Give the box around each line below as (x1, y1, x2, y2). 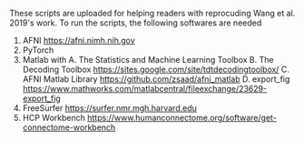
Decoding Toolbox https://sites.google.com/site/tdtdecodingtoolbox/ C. (22, 64, 290, 75)
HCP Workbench (22, 113, 86, 123)
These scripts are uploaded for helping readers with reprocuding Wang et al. (9, 8, 296, 18)
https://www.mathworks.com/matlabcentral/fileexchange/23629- (22, 84, 268, 94)
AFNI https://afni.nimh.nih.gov (22, 35, 136, 45)
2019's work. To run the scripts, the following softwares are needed (9, 17, 262, 28)
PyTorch (22, 45, 54, 55)
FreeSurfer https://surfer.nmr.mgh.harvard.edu (22, 103, 198, 113)
